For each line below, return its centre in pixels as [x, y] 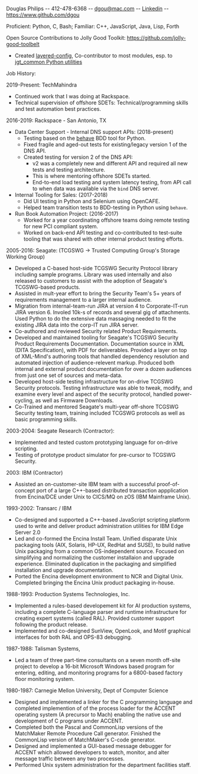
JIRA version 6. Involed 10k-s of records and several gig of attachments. [102, 312]
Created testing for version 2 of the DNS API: [78, 157]
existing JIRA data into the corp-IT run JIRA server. [77, 325]
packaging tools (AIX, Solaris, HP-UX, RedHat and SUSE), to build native [103, 545]
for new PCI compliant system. [61, 226]
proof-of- [168, 484]
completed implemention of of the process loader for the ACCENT [95, 708]
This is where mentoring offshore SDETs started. [91, 176]
